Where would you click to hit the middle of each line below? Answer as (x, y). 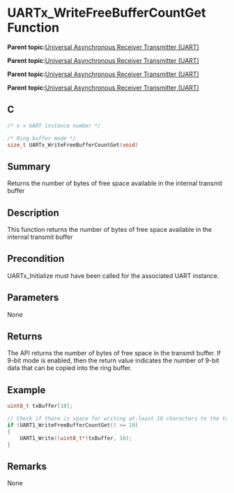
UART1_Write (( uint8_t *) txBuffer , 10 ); (76, 438)
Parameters (33, 298)
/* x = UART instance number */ (54, 126)
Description (33, 213)
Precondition (36, 259)
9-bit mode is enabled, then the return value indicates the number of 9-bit (113, 360)
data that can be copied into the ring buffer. (70, 368)
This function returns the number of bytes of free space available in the (110, 229)
